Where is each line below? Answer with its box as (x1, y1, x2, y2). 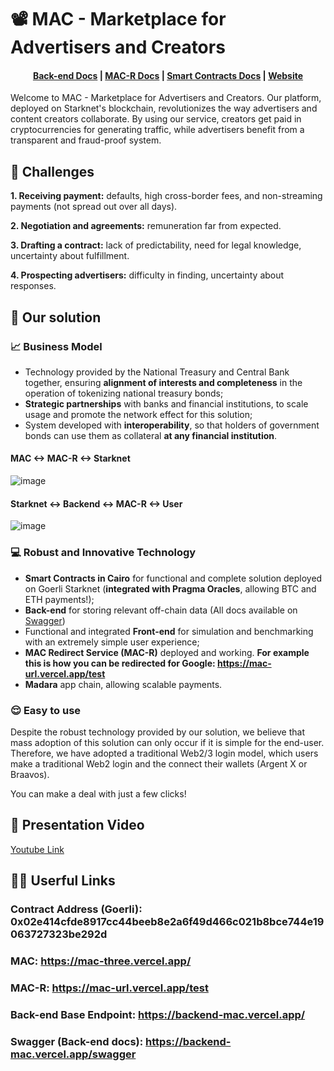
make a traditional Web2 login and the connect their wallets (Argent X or (10, 757, 308, 770)
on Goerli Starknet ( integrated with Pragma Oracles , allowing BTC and (24, 582, 317, 595)
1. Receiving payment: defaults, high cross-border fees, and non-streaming (10, 190, 323, 202)
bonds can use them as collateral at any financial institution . (24, 429, 278, 441)
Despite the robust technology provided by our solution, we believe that (10, 726, 306, 738)
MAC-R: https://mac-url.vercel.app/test (10, 981, 209, 995)
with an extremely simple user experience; (24, 636, 200, 648)
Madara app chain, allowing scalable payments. (24, 678, 223, 690)
